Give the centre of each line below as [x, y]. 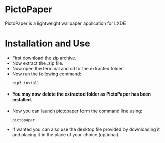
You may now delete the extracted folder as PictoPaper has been [81, 94]
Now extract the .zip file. [38, 63]
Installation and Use [47, 44]
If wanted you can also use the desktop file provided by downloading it [86, 129]
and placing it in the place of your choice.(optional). [66, 135]
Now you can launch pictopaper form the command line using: [77, 111]
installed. [22, 100]
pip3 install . [28, 83]
